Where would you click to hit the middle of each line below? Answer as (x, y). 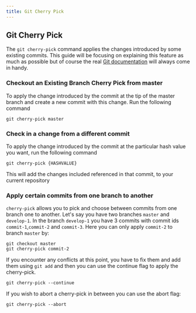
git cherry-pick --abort (36, 305)
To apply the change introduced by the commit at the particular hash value (96, 146)
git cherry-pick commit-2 (37, 249)
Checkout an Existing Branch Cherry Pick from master (84, 83)
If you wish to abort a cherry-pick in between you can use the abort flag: (94, 294)
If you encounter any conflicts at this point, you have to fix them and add (94, 260)
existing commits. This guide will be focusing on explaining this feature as (95, 56)
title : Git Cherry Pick (35, 11)
